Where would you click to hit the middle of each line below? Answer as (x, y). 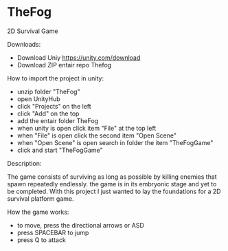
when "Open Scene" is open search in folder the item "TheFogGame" (115, 142)
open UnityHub (38, 99)
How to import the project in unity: (56, 78)
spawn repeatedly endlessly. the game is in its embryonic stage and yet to (112, 184)
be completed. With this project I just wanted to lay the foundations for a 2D (114, 191)
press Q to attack (42, 240)
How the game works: (38, 212)
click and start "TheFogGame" (60, 150)
